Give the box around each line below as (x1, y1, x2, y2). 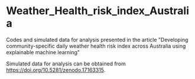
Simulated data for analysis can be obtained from (6, 60, 126, 67)
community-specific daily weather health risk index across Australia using (6, 42, 186, 50)
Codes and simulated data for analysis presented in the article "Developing (6, 36, 188, 43)
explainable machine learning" (6, 48, 80, 55)
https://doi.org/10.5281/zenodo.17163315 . (6, 66, 106, 73)
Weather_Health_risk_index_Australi (6, 4, 190, 18)
